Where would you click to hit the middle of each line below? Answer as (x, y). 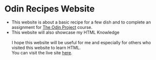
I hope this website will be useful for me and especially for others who (81, 42)
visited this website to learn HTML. (46, 48)
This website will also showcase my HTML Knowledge (65, 32)
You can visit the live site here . (42, 53)
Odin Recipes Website (50, 9)
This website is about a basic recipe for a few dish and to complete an (81, 22)
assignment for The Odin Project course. (52, 27)
